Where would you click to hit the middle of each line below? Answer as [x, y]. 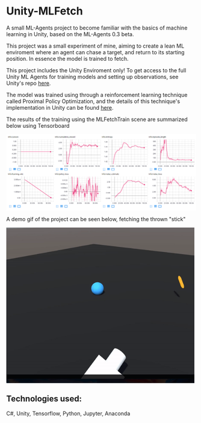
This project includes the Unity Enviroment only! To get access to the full [96, 70]
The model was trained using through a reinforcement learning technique [97, 95]
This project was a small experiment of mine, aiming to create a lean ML [95, 46]
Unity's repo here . [29, 83]
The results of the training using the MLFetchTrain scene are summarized [97, 119]
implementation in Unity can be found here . [60, 107]
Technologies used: [44, 399]
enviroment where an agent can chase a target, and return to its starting [95, 52]
